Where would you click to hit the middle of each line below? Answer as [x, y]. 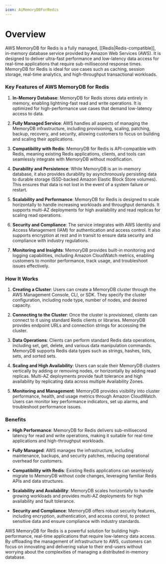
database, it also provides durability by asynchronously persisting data [84, 174]
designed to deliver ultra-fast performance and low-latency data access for [82, 58]
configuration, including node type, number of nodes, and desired [80, 300]
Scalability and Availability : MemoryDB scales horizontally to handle [83, 491]
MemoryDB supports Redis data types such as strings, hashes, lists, [82, 351]
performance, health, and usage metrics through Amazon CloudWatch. [84, 396]
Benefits [16, 420]
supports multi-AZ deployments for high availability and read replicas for [86, 210]
